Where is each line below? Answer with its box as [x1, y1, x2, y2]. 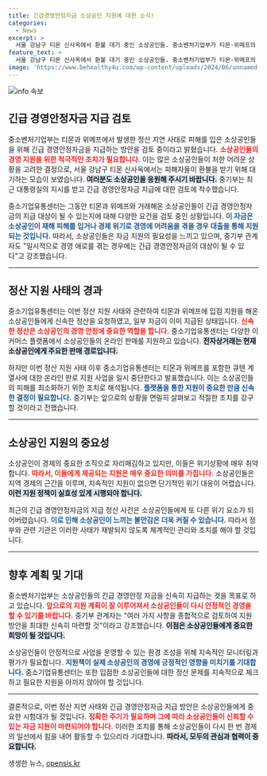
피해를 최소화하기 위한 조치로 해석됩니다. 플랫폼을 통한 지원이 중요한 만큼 [16, 383, 240, 392]
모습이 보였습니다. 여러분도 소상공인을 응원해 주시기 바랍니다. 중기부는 [29, 174, 245, 184]
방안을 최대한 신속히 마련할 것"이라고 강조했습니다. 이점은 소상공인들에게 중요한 [8, 621, 253, 630]
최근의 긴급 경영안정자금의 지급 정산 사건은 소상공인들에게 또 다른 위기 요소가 [8, 505, 246, 515]
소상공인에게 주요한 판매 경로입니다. [8, 346, 118, 356]
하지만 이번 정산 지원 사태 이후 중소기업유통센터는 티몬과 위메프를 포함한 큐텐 [8, 363, 246, 372]
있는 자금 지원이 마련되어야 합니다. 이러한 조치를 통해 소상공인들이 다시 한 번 [8, 722, 242, 731]
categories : [8, 19, 48, 27]
